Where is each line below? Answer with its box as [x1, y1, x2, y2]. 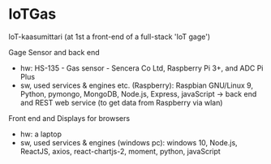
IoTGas [8, 5, 57, 24]
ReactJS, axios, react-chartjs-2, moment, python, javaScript [19, 146, 221, 156]
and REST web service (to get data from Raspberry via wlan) [19, 97, 223, 107]
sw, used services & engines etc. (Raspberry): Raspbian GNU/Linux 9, [19, 80, 254, 90]
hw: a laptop [19, 129, 62, 139]
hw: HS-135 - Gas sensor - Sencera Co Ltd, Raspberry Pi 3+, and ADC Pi [19, 63, 264, 73]
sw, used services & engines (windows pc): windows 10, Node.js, [19, 137, 238, 147]
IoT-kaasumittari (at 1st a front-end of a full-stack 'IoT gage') [8, 32, 211, 41]
